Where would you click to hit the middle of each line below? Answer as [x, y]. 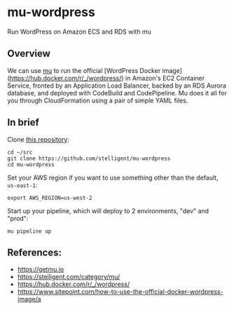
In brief [23, 122]
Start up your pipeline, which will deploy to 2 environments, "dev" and [108, 210]
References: [34, 252]
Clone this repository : [39, 139]
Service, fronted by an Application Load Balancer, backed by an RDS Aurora [117, 86]
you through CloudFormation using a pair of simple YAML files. [98, 100]
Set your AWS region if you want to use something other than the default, [113, 177]
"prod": [18, 218]
